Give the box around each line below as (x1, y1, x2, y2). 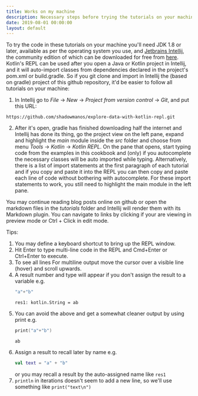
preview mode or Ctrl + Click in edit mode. (6, 217, 109, 225)
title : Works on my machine (6, 8, 75, 15)
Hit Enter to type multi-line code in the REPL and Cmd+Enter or (14, 246, 168, 253)
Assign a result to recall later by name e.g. (14, 349, 117, 355)
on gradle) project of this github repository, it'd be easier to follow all (6, 79, 173, 86)
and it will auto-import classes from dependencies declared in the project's (6, 66, 189, 74)
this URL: (14, 103, 37, 110)
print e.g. (14, 316, 37, 324)
